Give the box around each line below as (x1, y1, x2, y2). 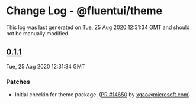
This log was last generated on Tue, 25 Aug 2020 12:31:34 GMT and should (6, 24, 190, 31)
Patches (6, 77, 31, 86)
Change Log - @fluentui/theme (6, 4, 163, 18)
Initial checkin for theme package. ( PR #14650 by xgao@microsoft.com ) (14, 91, 191, 98)
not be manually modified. (6, 30, 70, 37)
